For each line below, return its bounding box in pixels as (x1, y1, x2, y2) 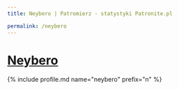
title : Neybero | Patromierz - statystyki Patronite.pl (7, 10, 173, 17)
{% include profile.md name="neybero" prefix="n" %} (7, 75, 162, 84)
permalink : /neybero (7, 22, 68, 30)
